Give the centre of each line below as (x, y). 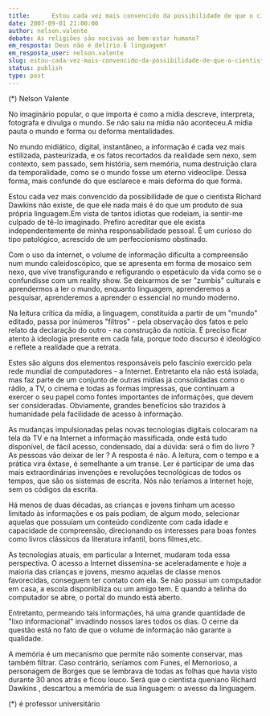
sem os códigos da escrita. (53, 489)
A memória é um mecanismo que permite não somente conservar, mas (126, 654)
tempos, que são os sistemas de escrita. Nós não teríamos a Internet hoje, (131, 481)
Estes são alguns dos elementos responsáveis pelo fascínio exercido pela (130, 362)
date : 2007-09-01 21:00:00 (53, 23)
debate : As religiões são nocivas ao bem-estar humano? (104, 38)
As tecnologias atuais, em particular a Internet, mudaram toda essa (119, 554)
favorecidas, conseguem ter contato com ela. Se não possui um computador (135, 580)
